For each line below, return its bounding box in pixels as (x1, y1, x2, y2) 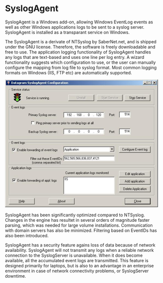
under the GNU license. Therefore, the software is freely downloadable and (5, 44, 156, 50)
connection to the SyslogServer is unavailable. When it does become (5, 252, 143, 258)
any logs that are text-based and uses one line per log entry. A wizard (5, 54, 145, 60)
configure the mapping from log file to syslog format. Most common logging (5, 64, 157, 71)
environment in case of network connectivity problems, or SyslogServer (5, 268, 149, 274)
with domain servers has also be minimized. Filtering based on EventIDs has (5, 227, 157, 233)
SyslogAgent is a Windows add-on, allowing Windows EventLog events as (5, 19, 153, 25)
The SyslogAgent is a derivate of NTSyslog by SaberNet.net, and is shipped (5, 38, 157, 44)
